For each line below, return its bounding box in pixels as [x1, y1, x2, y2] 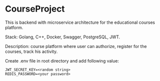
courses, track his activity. [5, 49, 58, 54]
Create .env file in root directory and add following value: [5, 58, 119, 64]
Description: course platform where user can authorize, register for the [5, 43, 147, 49]
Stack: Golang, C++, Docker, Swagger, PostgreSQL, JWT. [5, 34, 121, 40]
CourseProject [5, 3, 65, 15]
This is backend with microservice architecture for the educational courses [5, 19, 155, 25]
